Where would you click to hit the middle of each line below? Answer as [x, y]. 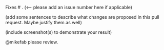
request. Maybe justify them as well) [44, 22]
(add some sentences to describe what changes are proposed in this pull [83, 17]
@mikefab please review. [32, 42]
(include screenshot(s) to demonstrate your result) [59, 32]
